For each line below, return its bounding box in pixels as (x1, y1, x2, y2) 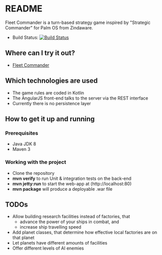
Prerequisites (5, 129, 38, 136)
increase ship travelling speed (19, 224, 81, 230)
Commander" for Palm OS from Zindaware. (5, 24, 93, 30)
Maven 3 (12, 146, 31, 152)
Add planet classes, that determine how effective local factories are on (12, 230, 158, 236)
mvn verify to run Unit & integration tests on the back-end (12, 175, 132, 181)
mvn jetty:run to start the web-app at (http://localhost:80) (12, 180, 132, 187)
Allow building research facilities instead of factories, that (12, 214, 130, 220)
